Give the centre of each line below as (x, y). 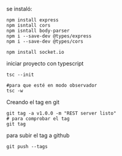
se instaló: (19, 9)
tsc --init (20, 75)
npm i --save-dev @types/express (49, 36)
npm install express (33, 20)
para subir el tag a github (38, 135)
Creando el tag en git (33, 102)
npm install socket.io (35, 52)
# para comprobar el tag (38, 119)
